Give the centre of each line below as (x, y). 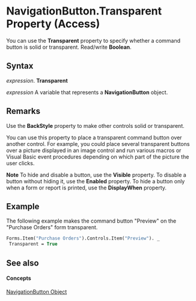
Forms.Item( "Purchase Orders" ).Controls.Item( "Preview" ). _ (83, 239)
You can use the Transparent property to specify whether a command (93, 40)
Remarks (23, 111)
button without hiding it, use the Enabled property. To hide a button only (96, 181)
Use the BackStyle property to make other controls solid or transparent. (95, 125)
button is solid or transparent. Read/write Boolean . (69, 47)
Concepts (19, 278)
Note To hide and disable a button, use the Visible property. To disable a (96, 175)
